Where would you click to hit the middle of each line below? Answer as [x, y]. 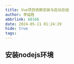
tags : [11, 33]
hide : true [17, 29]
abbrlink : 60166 [22, 19]
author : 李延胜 [20, 15]
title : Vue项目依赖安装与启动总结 [37, 10]
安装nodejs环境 [29, 55]
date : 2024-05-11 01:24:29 [33, 24]
